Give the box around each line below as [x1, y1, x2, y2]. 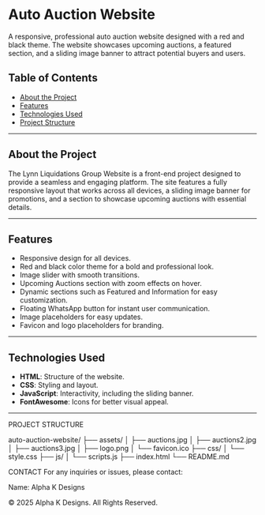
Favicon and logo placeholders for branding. [19, 321, 164, 330]
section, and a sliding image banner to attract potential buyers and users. [8, 48, 246, 58]
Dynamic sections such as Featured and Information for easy [19, 287, 218, 297]
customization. [19, 295, 69, 305]
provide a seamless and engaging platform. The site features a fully [8, 177, 227, 186]
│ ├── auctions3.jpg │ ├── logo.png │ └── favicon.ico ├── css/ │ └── [8, 444, 244, 453]
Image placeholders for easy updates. [19, 312, 144, 321]
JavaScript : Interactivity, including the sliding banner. [19, 389, 194, 398]
